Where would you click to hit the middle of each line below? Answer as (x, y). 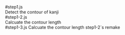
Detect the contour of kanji (32, 12)
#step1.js (14, 7)
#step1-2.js (16, 17)
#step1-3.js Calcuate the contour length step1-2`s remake (63, 27)
